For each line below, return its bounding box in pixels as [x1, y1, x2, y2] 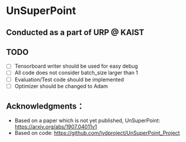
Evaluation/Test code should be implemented [14, 76, 124, 83]
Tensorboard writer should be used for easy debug [14, 63, 138, 70]
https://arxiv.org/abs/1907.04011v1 [14, 123, 97, 130]
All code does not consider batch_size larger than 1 [14, 69, 138, 77]
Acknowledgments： [6, 101, 85, 112]
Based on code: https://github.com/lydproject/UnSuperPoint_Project [14, 130, 180, 137]
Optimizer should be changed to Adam [14, 82, 109, 89]
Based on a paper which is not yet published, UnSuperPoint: [14, 117, 160, 124]
